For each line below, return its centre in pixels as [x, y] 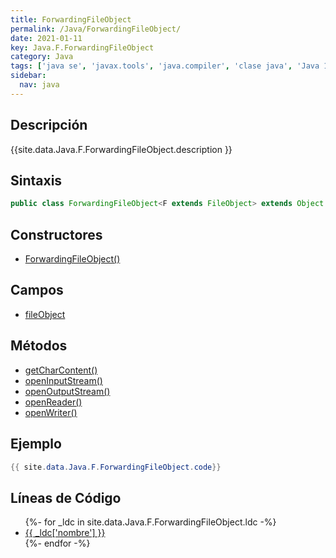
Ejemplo [36, 444]
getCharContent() [61, 370]
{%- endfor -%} [57, 543]
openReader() [53, 402]
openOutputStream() [67, 391]
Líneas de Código [66, 497]
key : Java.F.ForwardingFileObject [82, 47]
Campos [37, 290]
